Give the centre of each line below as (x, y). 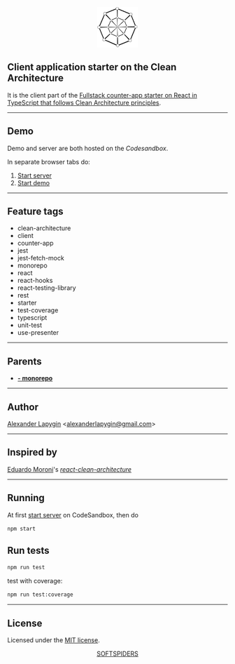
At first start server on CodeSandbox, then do (73, 514)
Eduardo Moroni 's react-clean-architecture (69, 469)
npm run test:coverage (40, 595)
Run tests (28, 550)
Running (26, 498)
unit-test (30, 325)
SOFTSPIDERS (117, 653)
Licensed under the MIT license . (54, 640)
